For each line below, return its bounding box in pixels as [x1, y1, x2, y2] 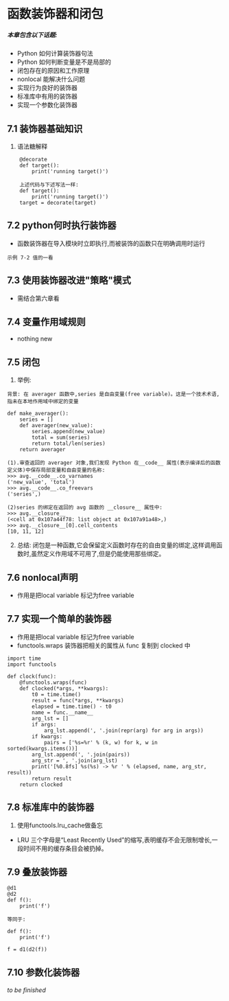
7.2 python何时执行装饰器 [7, 220, 117, 231]
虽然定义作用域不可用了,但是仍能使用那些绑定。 [30, 550, 165, 558]
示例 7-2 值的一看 [7, 254, 53, 261]
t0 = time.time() [32, 691, 81, 698]
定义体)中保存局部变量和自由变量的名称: [7, 467, 106, 474]
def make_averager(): [7, 410, 69, 417]
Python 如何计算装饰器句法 [16, 49, 94, 58]
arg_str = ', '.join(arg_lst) [32, 757, 118, 764]
